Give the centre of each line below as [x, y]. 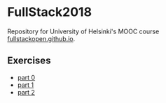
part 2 [26, 92]
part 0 [26, 77]
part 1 [26, 85]
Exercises [29, 61]
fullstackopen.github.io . [41, 38]
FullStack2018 [50, 12]
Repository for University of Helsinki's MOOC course [83, 31]
